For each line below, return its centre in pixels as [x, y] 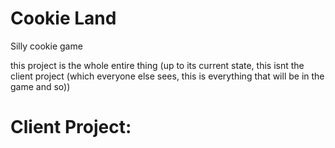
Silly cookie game [46, 46]
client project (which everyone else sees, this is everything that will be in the [167, 76]
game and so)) [40, 86]
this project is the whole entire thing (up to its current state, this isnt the [157, 65]
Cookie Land [63, 18]
